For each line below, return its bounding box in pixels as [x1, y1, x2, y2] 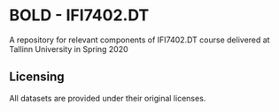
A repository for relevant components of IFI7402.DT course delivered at [9, 34, 270, 45]
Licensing [9, 70, 65, 85]
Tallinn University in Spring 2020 [9, 43, 128, 54]
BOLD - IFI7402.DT [9, 5, 150, 26]
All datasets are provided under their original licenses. [9, 93, 206, 103]
